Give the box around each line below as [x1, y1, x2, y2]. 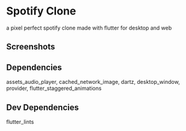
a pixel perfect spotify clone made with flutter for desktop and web [6, 24, 172, 31]
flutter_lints [6, 118, 34, 125]
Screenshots [6, 42, 55, 52]
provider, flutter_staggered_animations [6, 85, 102, 92]
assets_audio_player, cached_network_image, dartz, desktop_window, [6, 78, 181, 86]
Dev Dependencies [6, 102, 79, 112]
